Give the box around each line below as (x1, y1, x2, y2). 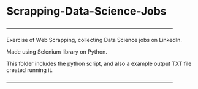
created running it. (6, 66, 53, 74)
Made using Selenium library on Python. (6, 48, 107, 55)
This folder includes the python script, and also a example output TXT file (6, 60, 192, 67)
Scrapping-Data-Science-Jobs (6, 4, 167, 18)
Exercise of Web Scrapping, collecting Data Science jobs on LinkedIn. (6, 36, 183, 43)
